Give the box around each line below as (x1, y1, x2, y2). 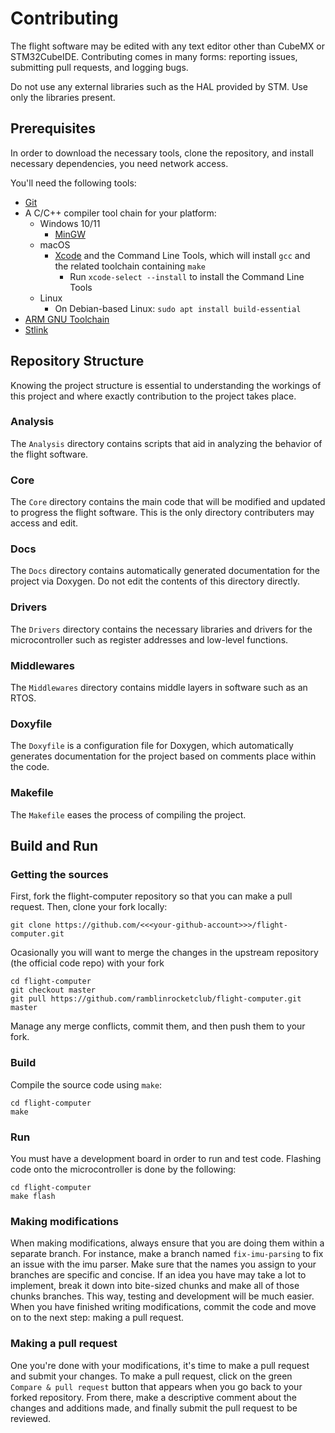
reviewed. (10, 1412, 52, 1424)
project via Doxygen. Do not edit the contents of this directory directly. (10, 575, 300, 587)
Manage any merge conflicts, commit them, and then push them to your (10, 1020, 306, 1032)
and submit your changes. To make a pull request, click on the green (10, 1370, 293, 1382)
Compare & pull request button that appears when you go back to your (10, 1380, 303, 1392)
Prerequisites (10, 120, 96, 137)
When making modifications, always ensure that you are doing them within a (10, 1237, 325, 1249)
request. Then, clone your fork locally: (10, 901, 168, 913)
